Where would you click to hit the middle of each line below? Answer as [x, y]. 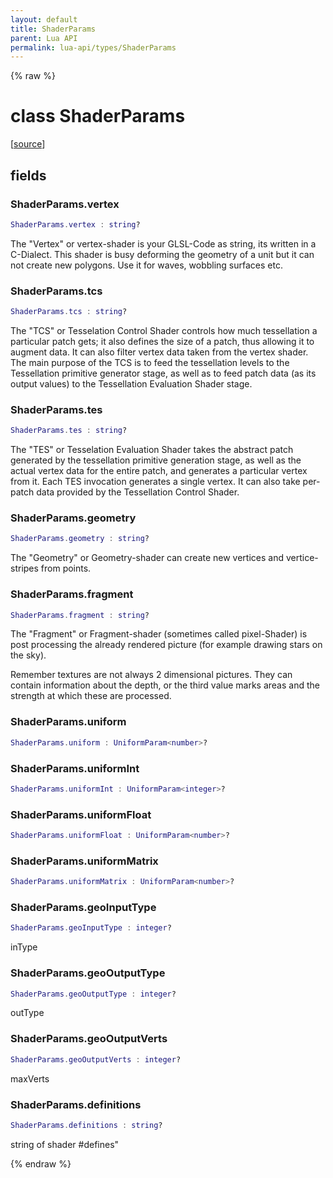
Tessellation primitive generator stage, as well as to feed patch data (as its [163, 373]
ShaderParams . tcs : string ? [69, 312]
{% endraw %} [41, 1163]
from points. [66, 568]
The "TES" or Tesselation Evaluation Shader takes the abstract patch [152, 450]
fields [28, 175]
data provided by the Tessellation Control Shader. [138, 492]
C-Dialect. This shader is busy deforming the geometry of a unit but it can [162, 254]
